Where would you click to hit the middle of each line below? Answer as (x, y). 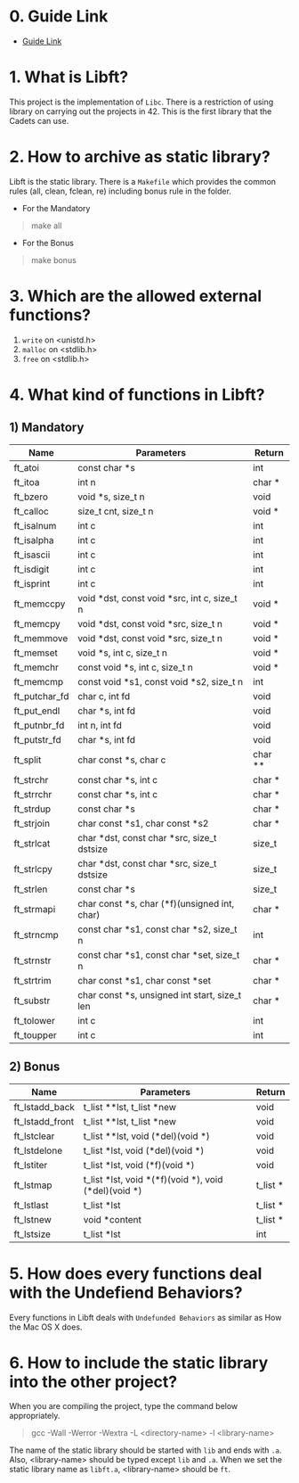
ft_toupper (35, 1034)
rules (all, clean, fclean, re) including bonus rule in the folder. (120, 191)
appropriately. (35, 1416)
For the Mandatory (56, 208)
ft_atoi (27, 467)
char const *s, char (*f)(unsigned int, (156, 903)
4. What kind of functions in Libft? (137, 395)
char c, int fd (104, 696)
